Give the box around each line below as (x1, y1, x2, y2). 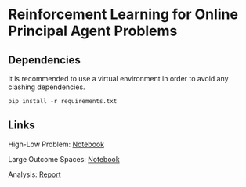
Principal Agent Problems (8, 22, 178, 40)
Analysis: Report (8, 170, 61, 179)
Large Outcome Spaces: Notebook (8, 154, 120, 164)
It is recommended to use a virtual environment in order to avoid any (8, 74, 229, 83)
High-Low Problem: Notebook (8, 139, 104, 149)
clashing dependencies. (8, 82, 85, 92)
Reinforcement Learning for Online (8, 5, 239, 23)
